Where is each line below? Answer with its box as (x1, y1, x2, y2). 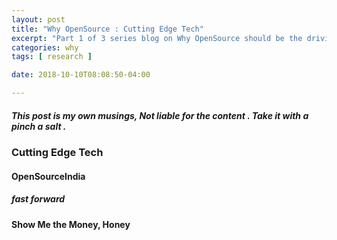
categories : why (11, 42, 79, 53)
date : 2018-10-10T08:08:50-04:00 (11, 70, 151, 80)
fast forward (11, 193, 66, 205)
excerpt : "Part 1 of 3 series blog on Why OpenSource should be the (11, 33, 303, 43)
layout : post (11, 14, 66, 25)
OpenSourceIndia (11, 170, 86, 182)
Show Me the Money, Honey (11, 218, 131, 230)
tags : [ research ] (11, 52, 93, 62)
